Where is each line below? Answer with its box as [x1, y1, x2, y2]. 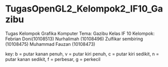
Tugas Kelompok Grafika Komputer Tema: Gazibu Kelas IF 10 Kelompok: [5, 30, 155, 36]
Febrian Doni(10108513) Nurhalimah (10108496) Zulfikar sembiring [5, 36, 143, 42]
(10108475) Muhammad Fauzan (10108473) [5, 41, 96, 47]
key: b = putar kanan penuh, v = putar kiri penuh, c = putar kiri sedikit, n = [5, 51, 159, 57]
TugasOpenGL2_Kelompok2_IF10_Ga [5, 3, 163, 15]
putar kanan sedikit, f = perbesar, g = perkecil [5, 56, 101, 62]
